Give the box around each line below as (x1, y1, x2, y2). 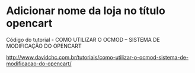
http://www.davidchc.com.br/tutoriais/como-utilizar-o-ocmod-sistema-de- (6, 54, 188, 61)
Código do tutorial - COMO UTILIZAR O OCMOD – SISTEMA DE (6, 36, 160, 43)
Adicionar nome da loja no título (6, 4, 166, 18)
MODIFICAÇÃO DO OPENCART (6, 42, 82, 49)
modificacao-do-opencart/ (6, 60, 72, 67)
